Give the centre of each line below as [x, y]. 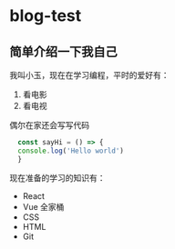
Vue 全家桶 [43, 206]
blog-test [46, 16]
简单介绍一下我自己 [63, 51]
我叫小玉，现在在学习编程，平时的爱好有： [89, 75]
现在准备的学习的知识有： [57, 177]
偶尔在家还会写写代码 [49, 125]
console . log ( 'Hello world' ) [71, 151]
